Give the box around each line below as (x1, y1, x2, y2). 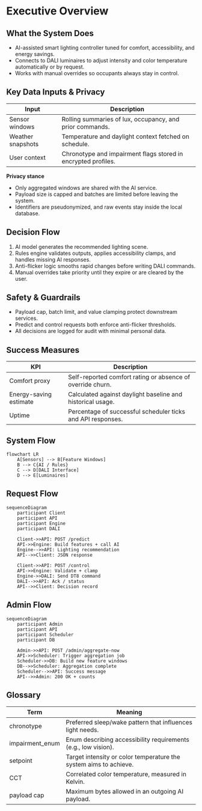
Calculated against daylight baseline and (68, 390, 182, 399)
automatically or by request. (14, 63, 85, 70)
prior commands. (61, 122, 110, 130)
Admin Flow (6, 600, 52, 610)
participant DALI (17, 525, 61, 531)
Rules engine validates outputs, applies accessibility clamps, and (14, 249, 176, 257)
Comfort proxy (9, 377, 50, 385)
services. (14, 314, 38, 322)
